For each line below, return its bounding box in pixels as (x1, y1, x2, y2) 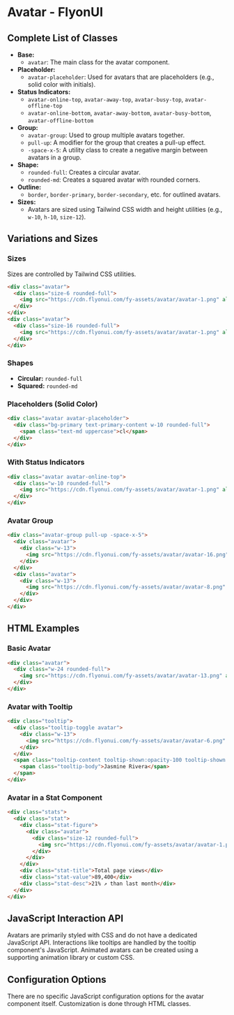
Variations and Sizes (7, 233, 99, 245)
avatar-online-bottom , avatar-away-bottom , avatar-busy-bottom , (27, 109, 212, 117)
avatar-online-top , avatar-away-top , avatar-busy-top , (27, 95, 184, 103)
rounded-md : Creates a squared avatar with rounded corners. (27, 175, 201, 184)
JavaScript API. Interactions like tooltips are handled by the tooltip (7, 938, 196, 947)
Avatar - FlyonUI (7, 4, 103, 20)
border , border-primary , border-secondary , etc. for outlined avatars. (27, 190, 221, 199)
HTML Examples (7, 623, 80, 635)
